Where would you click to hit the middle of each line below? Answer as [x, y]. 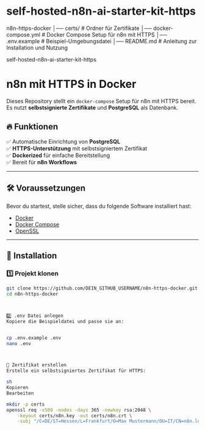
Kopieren [17, 388]
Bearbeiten [20, 393]
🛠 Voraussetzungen [46, 188]
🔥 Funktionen [32, 127]
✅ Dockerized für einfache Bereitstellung [58, 155]
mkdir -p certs [26, 404]
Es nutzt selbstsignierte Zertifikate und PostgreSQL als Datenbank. [92, 107]
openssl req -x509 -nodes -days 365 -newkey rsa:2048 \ [79, 410]
